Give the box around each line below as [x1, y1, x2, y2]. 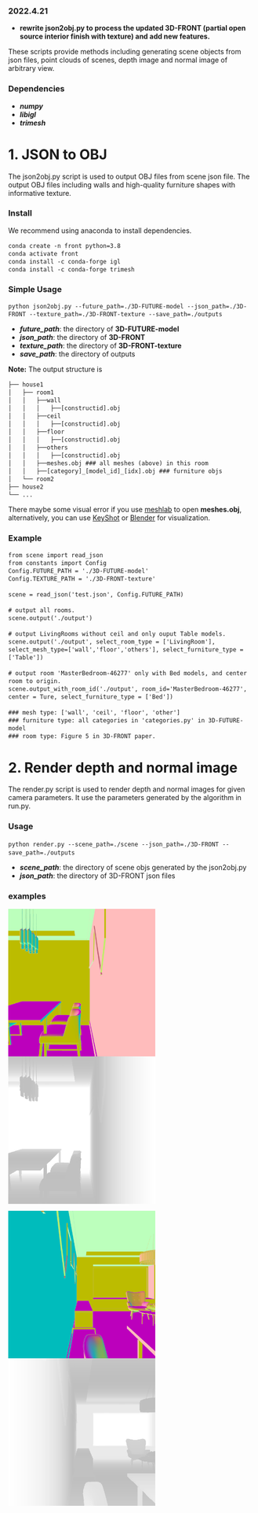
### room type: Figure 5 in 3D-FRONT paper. [8, 733, 156, 740]
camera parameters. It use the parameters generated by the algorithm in [8, 793, 242, 803]
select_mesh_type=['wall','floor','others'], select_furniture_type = [8, 646, 244, 654]
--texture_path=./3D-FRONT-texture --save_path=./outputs [28, 311, 223, 319]
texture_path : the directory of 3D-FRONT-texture [19, 341, 182, 351]
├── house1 [8, 381, 44, 389]
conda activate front [8, 249, 79, 257]
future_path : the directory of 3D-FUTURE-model [19, 324, 180, 334]
